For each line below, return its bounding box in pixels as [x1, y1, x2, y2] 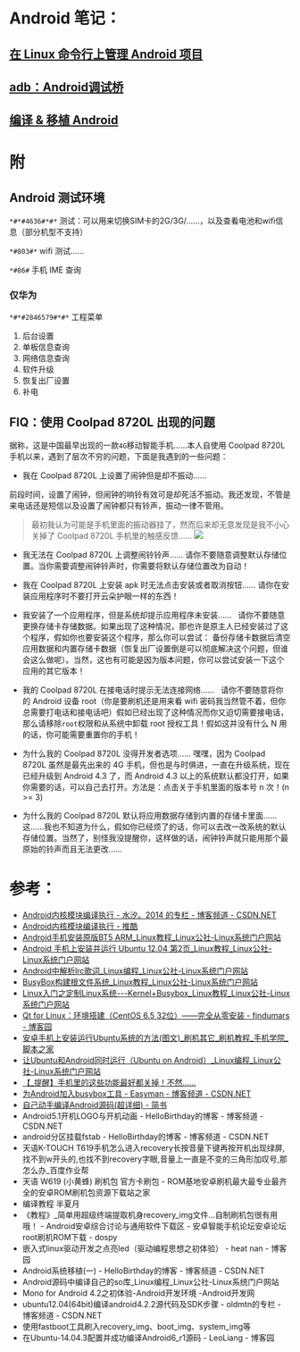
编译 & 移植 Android [9, 113, 119, 128]
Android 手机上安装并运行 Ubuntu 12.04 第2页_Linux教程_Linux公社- [21, 944, 272, 954]
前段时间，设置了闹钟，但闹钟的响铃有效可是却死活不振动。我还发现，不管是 [9, 489, 291, 500]
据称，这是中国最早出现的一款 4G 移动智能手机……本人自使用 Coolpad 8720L [9, 440, 286, 451]
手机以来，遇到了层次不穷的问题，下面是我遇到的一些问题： [9, 451, 229, 462]
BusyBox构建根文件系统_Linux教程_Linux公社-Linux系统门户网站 [21, 977, 259, 987]
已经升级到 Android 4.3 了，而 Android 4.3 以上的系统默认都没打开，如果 [21, 770, 289, 782]
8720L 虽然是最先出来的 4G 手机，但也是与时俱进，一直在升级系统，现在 [21, 760, 290, 770]
